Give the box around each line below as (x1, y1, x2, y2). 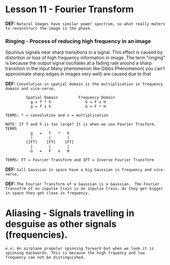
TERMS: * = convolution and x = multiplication (5, 113, 109, 118)
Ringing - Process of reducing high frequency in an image (5, 37, 151, 44)
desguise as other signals (5, 218, 116, 230)
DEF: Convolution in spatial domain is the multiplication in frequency (5, 81, 163, 87)
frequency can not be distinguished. (5, 255, 86, 260)
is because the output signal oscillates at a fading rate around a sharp (5, 60, 152, 66)
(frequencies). (5, 229, 68, 241)
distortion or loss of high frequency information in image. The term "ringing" (5, 55, 166, 61)
